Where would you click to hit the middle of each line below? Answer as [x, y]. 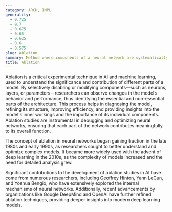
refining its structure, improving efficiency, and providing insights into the [82, 109]
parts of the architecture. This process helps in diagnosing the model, [79, 104]
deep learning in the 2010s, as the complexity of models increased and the [84, 157]
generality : [18, 15]
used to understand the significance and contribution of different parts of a [84, 82]
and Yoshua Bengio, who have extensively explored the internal [72, 183]
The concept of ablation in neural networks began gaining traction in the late [86, 141]
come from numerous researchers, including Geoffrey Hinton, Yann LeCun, [84, 178]
